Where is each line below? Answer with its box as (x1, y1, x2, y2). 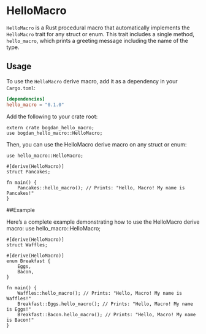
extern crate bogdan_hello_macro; (6, 124, 95, 131)
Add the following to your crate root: (6, 113, 98, 120)
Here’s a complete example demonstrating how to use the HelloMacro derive (6, 218, 200, 226)
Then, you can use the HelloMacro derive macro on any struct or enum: (6, 140, 187, 148)
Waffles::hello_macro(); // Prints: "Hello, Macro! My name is (17, 290, 183, 296)
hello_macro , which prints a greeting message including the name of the (6, 37, 188, 44)
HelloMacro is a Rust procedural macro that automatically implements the (6, 24, 190, 31)
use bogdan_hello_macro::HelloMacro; (6, 130, 103, 136)
